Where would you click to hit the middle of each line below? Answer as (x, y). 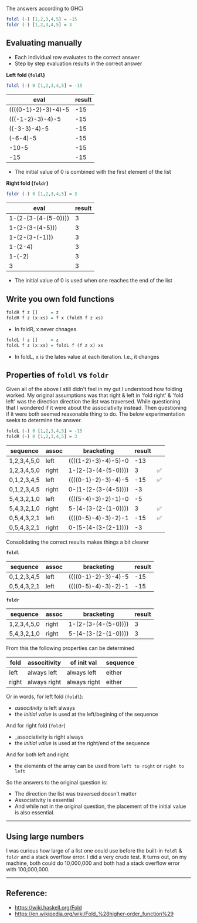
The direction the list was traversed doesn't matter (75, 794)
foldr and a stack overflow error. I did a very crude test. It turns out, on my (96, 857)
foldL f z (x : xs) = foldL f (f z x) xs (55, 345)
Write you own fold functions (60, 299)
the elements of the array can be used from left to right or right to (99, 766)
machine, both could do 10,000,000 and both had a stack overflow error (93, 863)
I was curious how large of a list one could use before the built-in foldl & (94, 850)
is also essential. (35, 813)
